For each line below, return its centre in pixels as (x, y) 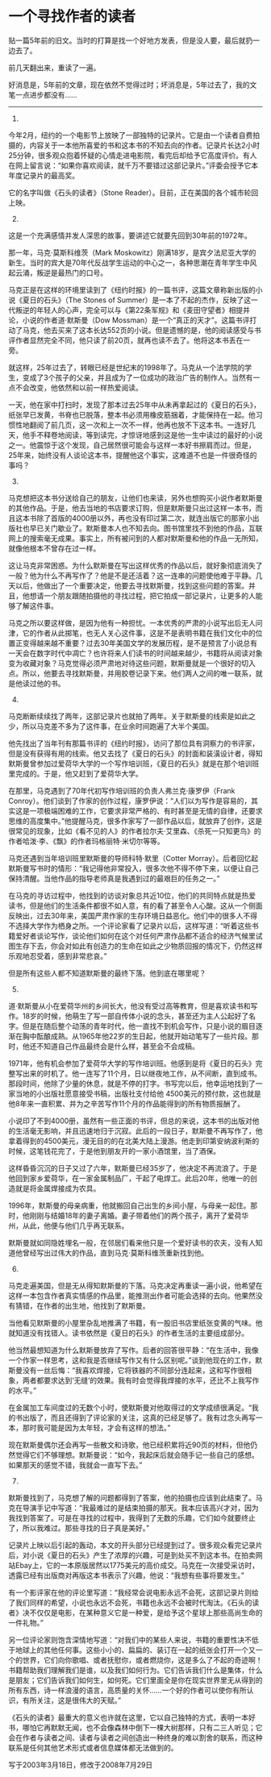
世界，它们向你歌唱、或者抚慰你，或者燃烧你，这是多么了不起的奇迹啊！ (142, 1660)
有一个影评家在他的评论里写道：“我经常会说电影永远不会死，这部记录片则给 (134, 1592)
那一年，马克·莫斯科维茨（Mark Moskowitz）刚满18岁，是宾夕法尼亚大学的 (132, 252)
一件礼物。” (26, 1622)
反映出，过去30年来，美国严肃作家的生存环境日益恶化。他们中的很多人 (126, 915)
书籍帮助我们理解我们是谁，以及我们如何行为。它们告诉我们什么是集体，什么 (135, 1670)
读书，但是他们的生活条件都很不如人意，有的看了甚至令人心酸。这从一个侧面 (135, 905)
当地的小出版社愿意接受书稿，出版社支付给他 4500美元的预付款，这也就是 (138, 1093)
